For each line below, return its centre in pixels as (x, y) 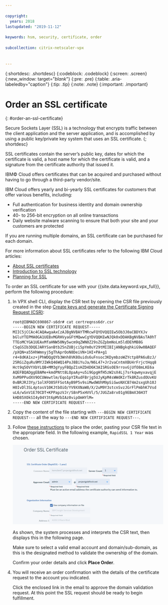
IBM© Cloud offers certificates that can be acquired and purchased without (83, 174)
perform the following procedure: (40, 292)
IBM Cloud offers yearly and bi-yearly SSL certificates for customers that (81, 189)
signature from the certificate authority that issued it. (60, 165)
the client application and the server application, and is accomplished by (80, 133)
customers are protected (38, 226)
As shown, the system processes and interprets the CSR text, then (81, 532)
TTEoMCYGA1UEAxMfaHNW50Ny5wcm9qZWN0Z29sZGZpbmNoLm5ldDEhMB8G (78, 343)
